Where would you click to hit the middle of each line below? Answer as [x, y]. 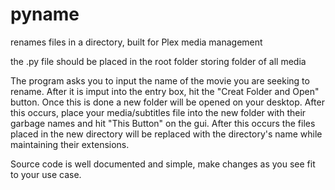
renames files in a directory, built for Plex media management [136, 42]
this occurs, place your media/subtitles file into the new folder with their [158, 112]
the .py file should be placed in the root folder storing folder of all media [158, 61]
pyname [45, 14]
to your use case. [46, 174]
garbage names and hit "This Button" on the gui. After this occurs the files [163, 123]
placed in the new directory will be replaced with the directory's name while [166, 134]
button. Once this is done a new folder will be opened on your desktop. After [167, 102]
